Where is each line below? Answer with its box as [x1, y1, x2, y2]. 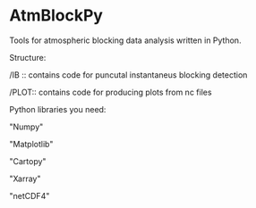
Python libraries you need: [9, 104, 107, 114]
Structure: [9, 52, 47, 62]
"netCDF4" [9, 190, 50, 201]
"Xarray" [9, 173, 41, 184]
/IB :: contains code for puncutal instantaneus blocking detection [9, 69, 248, 80]
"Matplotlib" [9, 138, 54, 149]
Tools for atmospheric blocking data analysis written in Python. [9, 35, 242, 46]
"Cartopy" [9, 155, 47, 166]
